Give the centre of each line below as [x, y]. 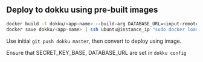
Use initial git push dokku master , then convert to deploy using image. [94, 41]
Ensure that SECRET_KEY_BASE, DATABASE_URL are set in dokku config [96, 52]
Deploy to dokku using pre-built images [82, 10]
